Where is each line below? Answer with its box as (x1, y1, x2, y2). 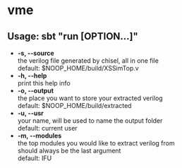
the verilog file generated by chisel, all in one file (17, 56, 159, 65)
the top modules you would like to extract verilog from (17, 139, 175, 147)
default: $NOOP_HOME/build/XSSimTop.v (17, 64, 139, 72)
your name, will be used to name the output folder (17, 116, 163, 125)
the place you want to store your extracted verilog (17, 94, 164, 102)
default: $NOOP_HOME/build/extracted (17, 102, 132, 109)
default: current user (17, 124, 78, 132)
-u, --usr (17, 109, 44, 117)
